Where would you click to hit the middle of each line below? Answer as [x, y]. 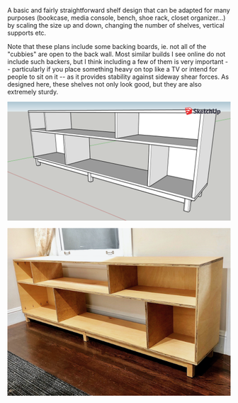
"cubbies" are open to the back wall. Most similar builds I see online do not [117, 54]
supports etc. [27, 33]
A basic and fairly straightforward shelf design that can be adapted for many [119, 10]
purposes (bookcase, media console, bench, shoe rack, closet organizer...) [117, 18]
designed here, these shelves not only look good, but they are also [104, 84]
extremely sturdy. [33, 92]
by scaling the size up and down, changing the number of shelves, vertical [116, 25]
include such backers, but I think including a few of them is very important [115, 62]
